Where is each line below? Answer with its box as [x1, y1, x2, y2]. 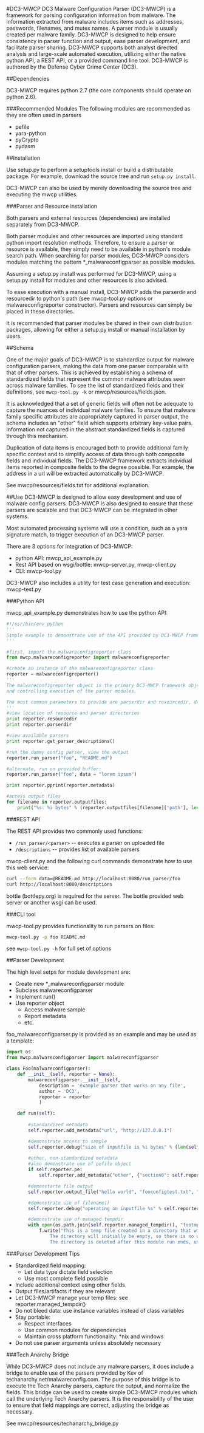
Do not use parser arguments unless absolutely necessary [15, 1339, 161, 1346]
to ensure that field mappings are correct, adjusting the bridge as [6, 1401, 169, 1409]
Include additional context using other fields [15, 1281, 126, 1288]
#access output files [6, 793, 61, 799]
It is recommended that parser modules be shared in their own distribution [6, 320, 192, 327]
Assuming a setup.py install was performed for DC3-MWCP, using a [6, 270, 177, 277]
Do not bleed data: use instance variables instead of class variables [15, 1307, 185, 1314]
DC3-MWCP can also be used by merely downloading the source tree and [6, 185, 192, 191]
